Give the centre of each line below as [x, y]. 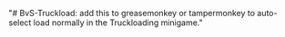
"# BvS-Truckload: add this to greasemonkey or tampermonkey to [132, 13]
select [20, 23]
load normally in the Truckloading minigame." [118, 23]
